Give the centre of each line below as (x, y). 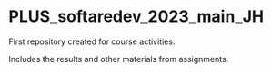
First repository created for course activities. (92, 41)
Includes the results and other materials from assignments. (119, 59)
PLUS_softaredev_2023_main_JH (136, 17)
